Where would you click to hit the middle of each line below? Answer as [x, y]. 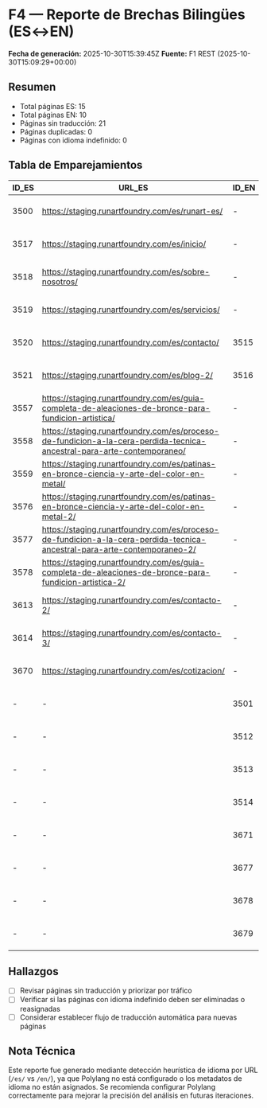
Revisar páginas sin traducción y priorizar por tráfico [106, 991]
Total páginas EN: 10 [53, 115]
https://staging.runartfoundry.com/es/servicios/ [131, 310]
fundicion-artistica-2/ [83, 582]
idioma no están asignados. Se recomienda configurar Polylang [112, 1087]
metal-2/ [59, 517]
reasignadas [40, 1009]
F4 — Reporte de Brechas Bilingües [127, 15]
